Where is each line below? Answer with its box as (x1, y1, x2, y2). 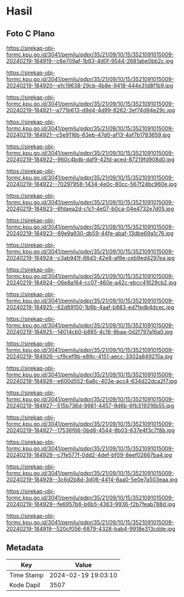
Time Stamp (9, 571, 44, 579)
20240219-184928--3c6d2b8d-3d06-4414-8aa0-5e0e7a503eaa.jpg (6, 476, 178, 483)
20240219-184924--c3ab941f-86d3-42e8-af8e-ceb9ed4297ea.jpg (6, 255, 175, 261)
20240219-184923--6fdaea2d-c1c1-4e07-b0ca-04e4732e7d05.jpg (6, 205, 174, 212)
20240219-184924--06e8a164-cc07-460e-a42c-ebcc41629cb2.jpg (6, 279, 177, 286)
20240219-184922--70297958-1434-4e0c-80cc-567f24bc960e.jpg (6, 181, 177, 187)
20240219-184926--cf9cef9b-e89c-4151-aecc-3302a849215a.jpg (6, 353, 173, 360)
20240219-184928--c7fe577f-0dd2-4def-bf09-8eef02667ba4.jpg (6, 452, 172, 458)
